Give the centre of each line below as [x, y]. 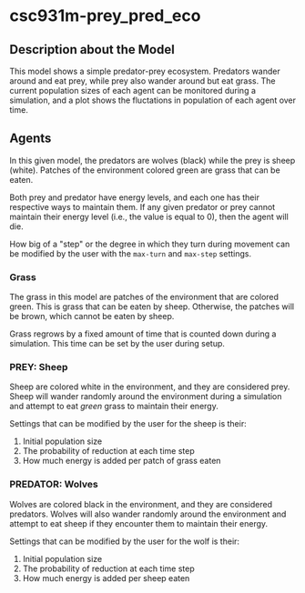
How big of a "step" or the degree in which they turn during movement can [150, 244]
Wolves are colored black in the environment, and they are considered [141, 504]
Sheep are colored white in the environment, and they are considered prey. [150, 387]
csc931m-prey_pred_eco [105, 16]
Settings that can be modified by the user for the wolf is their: [124, 541]
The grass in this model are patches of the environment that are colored [144, 297]
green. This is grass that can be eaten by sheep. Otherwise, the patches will [152, 307]
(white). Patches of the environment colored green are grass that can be [145, 170]
